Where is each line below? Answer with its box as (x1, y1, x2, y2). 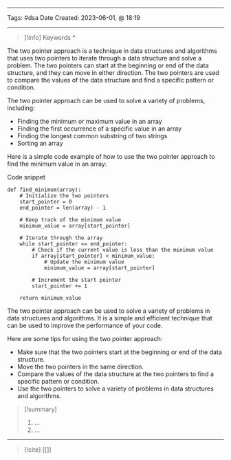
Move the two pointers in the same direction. (16, 362, 144, 371)
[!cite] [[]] (23, 446, 52, 454)
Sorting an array (16, 139, 63, 147)
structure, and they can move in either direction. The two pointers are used (7, 69, 220, 76)
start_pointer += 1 (32, 283, 88, 289)
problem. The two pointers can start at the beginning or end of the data (7, 61, 209, 69)
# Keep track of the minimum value (19, 217, 122, 223)
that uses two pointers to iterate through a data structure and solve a (7, 54, 201, 62)
